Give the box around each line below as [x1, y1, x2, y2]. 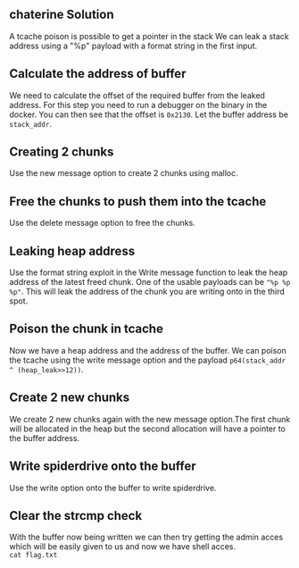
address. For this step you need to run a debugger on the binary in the [9, 99, 268, 110]
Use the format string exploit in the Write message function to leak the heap [9, 267, 288, 278]
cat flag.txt [9, 551, 58, 560]
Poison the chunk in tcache [9, 322, 163, 337]
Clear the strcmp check [9, 508, 143, 523]
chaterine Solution [9, 7, 114, 22]
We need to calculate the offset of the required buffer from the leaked [9, 89, 266, 101]
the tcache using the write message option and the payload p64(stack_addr [9, 355, 287, 365]
